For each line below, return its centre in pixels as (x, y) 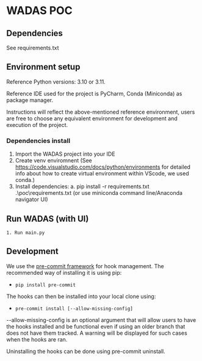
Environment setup (43, 67)
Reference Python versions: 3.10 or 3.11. (56, 82)
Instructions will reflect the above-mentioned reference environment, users (101, 112)
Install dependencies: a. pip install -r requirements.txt (82, 186)
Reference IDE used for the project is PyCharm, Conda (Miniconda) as (94, 93)
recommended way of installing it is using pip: (64, 272)
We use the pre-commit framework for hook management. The (85, 266)
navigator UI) (31, 200)
